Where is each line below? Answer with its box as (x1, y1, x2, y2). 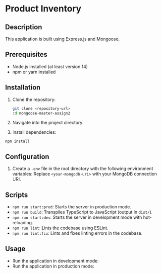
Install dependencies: (12, 129, 56, 135)
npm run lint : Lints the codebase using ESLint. (12, 225, 108, 231)
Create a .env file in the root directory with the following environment (12, 166, 154, 172)
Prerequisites (5, 50, 48, 59)
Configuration (5, 152, 50, 161)
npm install (5, 139, 30, 144)
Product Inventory (5, 3, 82, 14)
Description (5, 23, 42, 31)
